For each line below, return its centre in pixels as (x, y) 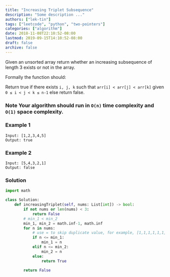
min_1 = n (52, 242)
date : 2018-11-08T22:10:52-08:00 (40, 33)
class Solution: (22, 200)
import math (18, 191)
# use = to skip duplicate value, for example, (83, 233)
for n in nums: (39, 228)
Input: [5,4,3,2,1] (26, 163)
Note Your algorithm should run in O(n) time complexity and (80, 105)
